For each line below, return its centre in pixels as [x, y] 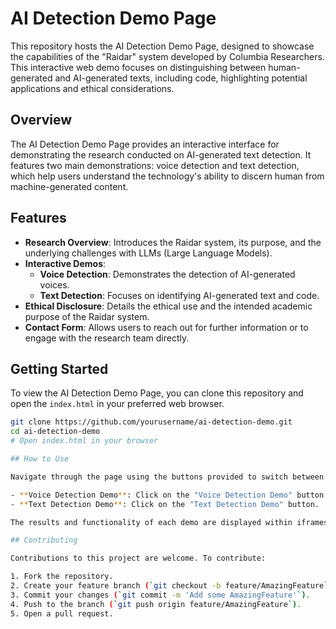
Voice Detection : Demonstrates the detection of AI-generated [167, 274]
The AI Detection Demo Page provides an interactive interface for [145, 144]
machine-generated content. [69, 186]
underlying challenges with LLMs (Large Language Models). [148, 253]
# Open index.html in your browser [84, 441]
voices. [54, 284]
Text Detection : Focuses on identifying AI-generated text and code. [179, 295]
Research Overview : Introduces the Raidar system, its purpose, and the [173, 242]
